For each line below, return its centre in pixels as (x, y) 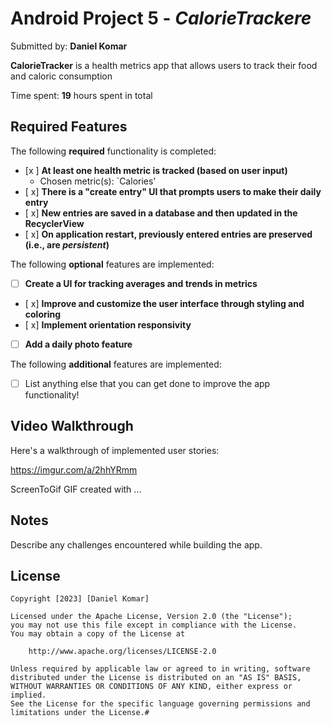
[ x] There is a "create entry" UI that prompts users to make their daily (173, 191)
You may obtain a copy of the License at (98, 634)
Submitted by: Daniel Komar (69, 46)
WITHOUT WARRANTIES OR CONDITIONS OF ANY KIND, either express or (151, 687)
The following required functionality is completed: (113, 151)
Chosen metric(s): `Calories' (98, 181)
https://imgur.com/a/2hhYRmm (74, 469)
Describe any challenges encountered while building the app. (136, 544)
